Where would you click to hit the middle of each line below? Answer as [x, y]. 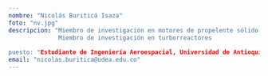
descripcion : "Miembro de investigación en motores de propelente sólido [134, 30]
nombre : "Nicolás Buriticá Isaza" [66, 15]
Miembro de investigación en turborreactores [136, 38]
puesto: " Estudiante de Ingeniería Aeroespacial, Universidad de [119, 52]
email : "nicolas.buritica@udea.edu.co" [75, 60]
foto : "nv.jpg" [33, 23]
